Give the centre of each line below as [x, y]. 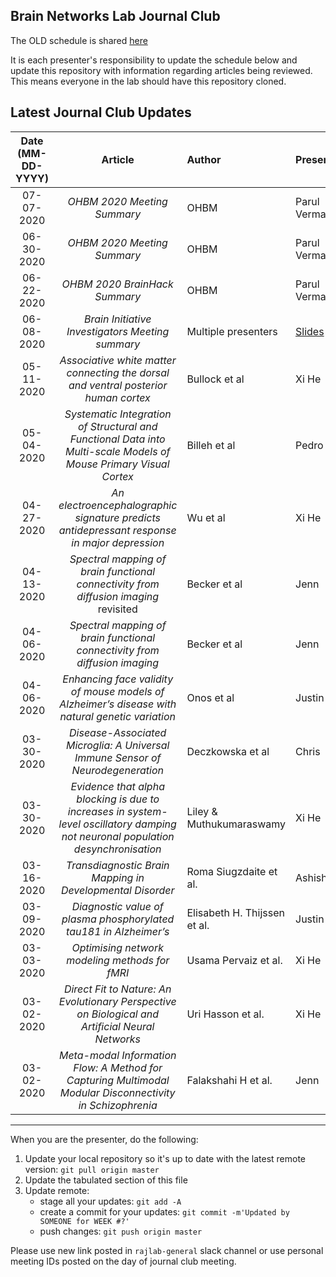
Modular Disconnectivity [117, 1092]
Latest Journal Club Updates [101, 112]
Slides [310, 331]
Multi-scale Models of [117, 451]
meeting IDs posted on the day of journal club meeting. [123, 1261]
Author [204, 159]
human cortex [117, 397]
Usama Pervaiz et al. [234, 960]
